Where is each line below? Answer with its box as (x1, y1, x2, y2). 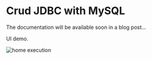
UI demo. (6, 35, 28, 42)
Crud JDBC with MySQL (6, 4, 125, 18)
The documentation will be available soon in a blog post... (6, 24, 147, 31)
